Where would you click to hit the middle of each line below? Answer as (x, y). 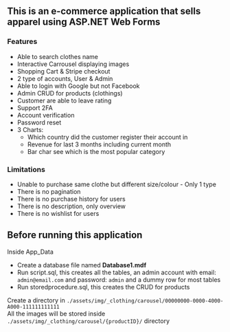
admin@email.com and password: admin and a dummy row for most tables (119, 279)
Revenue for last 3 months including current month (99, 144)
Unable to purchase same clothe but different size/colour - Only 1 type (116, 184)
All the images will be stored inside (56, 313)
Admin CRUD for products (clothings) (70, 93)
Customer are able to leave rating (64, 100)
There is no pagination (49, 191)
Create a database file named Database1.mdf (81, 265)
